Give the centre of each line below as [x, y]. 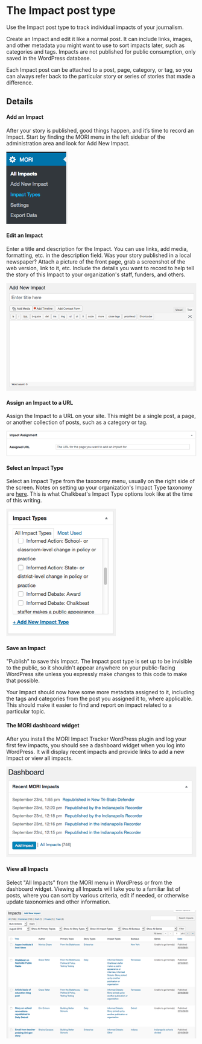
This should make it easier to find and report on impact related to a [89, 705]
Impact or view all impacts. [39, 758]
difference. [20, 83]
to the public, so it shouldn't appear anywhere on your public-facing [91, 668]
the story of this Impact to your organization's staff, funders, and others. [96, 274]
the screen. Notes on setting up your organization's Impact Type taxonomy [99, 488]
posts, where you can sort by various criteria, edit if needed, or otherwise [97, 895]
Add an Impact [25, 117]
